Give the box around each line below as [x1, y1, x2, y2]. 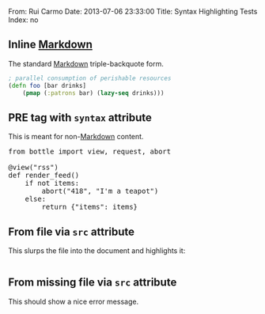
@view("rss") [8, 163, 59, 172]
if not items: [25, 179, 80, 188]
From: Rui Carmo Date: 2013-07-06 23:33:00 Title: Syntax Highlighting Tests [8, 7, 258, 16]
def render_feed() [8, 171, 80, 180]
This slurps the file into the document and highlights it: [8, 246, 186, 255]
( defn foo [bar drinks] [8, 81, 87, 89]
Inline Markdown [8, 38, 93, 51]
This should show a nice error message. [8, 297, 139, 306]
